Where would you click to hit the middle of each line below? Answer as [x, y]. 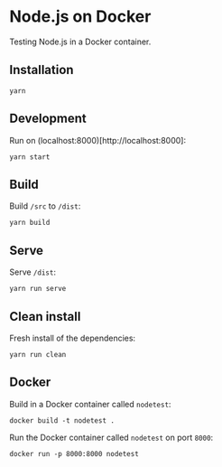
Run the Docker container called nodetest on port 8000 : [111, 437]
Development [48, 119]
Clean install [45, 317]
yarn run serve [38, 289]
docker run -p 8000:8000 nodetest [74, 453]
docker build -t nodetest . [62, 420]
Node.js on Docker [80, 17]
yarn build [30, 223]
